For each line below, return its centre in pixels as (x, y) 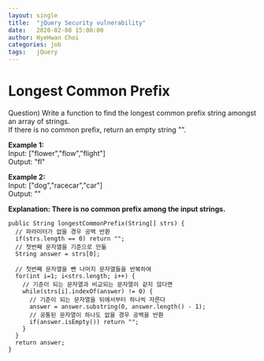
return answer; (40, 342)
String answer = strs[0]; (58, 254)
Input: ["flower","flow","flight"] (57, 153)
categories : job (35, 45)
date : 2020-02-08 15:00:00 (56, 30)
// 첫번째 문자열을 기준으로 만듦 (61, 247)
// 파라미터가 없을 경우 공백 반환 (63, 232)
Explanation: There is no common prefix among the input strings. (117, 209)
